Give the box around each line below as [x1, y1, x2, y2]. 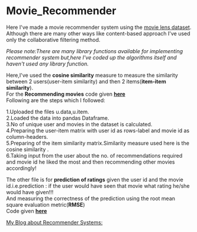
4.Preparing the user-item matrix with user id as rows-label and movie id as [6, 127, 190, 134]
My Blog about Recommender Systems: [6, 218, 103, 226]
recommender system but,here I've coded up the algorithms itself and [6, 54, 177, 61]
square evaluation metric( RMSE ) [6, 201, 85, 208]
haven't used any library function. [6, 60, 89, 67]
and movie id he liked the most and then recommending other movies [6, 158, 176, 165]
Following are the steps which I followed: [6, 96, 105, 104]
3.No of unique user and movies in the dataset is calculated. [6, 120, 153, 128]
